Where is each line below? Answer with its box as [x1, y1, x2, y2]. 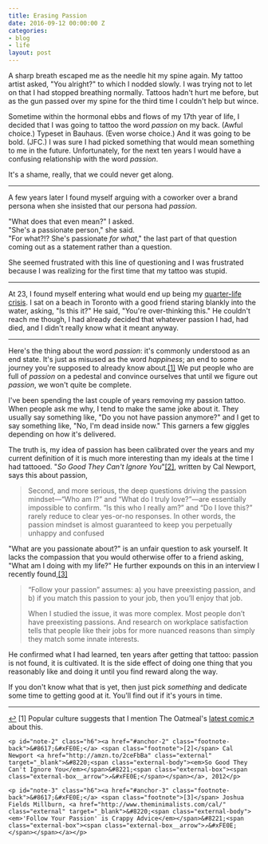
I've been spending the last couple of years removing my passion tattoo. [8, 396, 246, 404]
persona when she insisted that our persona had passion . [8, 201, 198, 210]
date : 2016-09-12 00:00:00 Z [8, 19, 105, 27]
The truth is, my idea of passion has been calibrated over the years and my [8, 445, 255, 454]
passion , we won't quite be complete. [8, 380, 132, 389]
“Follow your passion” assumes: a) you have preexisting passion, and [27, 585, 256, 594]
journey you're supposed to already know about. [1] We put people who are [8, 363, 254, 372]
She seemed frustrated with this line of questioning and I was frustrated [8, 257, 245, 267]
